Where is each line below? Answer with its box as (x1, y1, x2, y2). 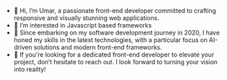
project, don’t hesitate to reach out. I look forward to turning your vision (13, 58, 218, 66)
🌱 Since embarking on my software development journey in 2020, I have (13, 28, 220, 37)
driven (13, 43, 33, 51)
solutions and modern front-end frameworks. (33, 43, 163, 51)
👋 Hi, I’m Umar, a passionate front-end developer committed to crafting (13, 7, 217, 14)
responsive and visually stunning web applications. (13, 14, 159, 22)
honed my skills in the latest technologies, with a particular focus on (13, 36, 208, 44)
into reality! (13, 66, 46, 73)
